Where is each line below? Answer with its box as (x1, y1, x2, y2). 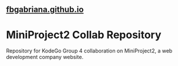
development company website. (6, 54, 84, 61)
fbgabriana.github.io (6, 5, 84, 15)
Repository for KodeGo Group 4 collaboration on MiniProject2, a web (6, 47, 173, 54)
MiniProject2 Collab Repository (6, 28, 162, 41)
